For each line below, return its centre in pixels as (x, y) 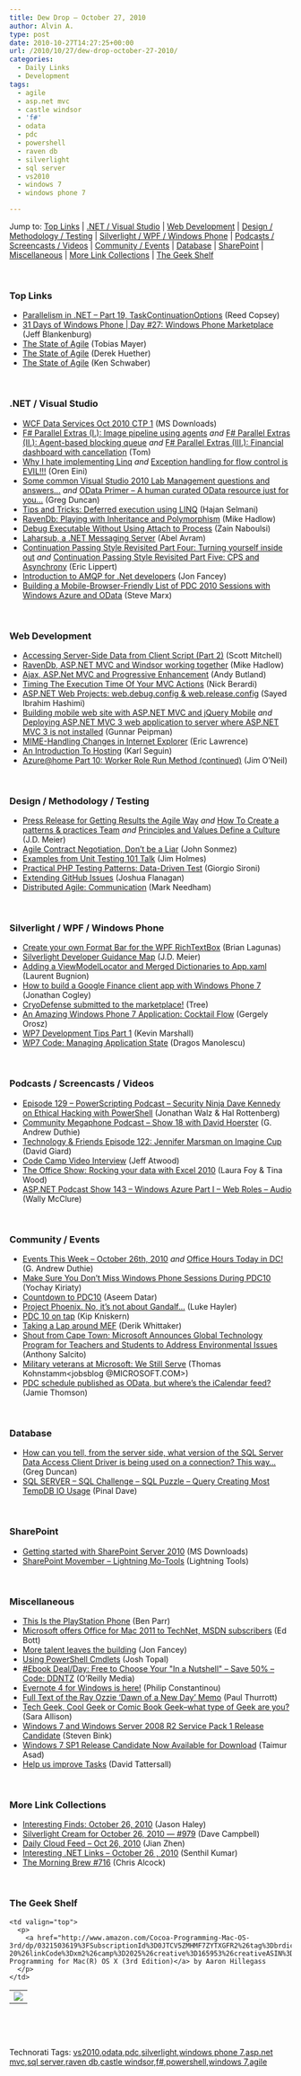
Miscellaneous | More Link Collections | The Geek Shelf (112, 255)
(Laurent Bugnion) (56, 976)
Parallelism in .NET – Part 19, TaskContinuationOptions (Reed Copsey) (151, 315)
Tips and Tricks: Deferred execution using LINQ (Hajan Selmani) (140, 509)
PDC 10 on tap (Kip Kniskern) (76, 1316)
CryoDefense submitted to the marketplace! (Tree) (115, 1005)
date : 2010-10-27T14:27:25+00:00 (72, 43)
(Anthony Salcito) (54, 1355)
